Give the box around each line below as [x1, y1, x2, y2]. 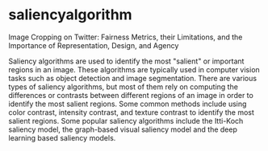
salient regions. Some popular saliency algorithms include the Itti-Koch [8, 116, 244, 125]
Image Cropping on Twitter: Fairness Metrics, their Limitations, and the [8, 32, 243, 42]
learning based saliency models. [8, 133, 116, 142]
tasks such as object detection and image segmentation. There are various [8, 73, 257, 83]
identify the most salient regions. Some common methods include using [8, 99, 247, 108]
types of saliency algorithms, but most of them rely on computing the [8, 82, 238, 92]
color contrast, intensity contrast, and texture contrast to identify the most [8, 107, 254, 117]
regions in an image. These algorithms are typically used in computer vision [8, 64, 260, 74]
